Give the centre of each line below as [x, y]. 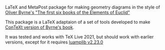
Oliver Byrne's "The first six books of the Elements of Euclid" [68, 12]
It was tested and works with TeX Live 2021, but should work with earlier [80, 37]
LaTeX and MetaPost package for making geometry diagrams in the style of [83, 7]
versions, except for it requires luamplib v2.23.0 [54, 42]
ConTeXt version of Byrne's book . [40, 27]
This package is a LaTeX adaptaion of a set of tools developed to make [78, 22]
